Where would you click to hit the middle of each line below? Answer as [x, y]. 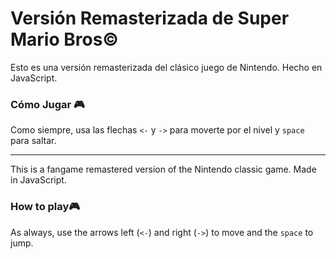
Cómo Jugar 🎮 [47, 104]
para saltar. [33, 141]
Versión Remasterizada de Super [150, 18]
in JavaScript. [38, 180]
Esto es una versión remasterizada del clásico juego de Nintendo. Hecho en [166, 67]
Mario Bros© [64, 39]
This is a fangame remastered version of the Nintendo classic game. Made [163, 169]
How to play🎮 [45, 207]
